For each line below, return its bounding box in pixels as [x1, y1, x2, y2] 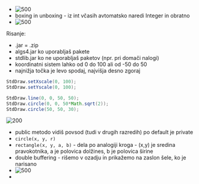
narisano [14, 161, 37, 168]
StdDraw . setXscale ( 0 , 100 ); [6, 79, 77, 85]
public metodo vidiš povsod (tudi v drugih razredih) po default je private [14, 129, 194, 136]
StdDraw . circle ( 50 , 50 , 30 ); [6, 106, 79, 112]
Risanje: [6, 30, 26, 37]
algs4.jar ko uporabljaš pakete [14, 48, 90, 55]
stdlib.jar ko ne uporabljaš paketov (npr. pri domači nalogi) [14, 55, 159, 61]
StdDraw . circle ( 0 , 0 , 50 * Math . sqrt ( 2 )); [6, 101, 109, 107]
